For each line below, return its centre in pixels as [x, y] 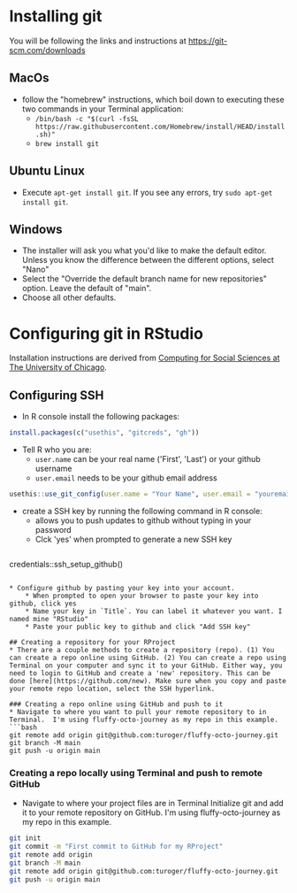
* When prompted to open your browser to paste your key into [142, 596]
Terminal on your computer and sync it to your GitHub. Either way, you [146, 666]
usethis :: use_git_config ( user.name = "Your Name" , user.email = [130, 494]
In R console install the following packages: [100, 417]
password [53, 529]
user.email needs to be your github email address [126, 478]
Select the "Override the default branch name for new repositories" [145, 279]
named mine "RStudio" [49, 619]
